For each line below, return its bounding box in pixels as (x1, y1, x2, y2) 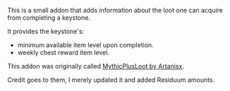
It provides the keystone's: (7, 28, 85, 35)
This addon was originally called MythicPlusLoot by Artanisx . (7, 62, 185, 70)
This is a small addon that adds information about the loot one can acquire (7, 6, 224, 14)
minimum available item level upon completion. (17, 41, 154, 49)
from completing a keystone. (7, 13, 90, 22)
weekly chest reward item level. (17, 49, 110, 56)
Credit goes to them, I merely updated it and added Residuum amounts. (7, 75, 215, 84)
